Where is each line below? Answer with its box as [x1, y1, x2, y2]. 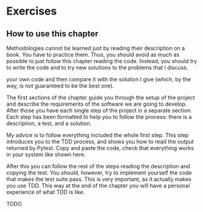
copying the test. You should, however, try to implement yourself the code [6, 169, 192, 176]
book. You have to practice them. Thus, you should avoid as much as [6, 51, 180, 58]
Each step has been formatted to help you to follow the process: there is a [6, 114, 192, 120]
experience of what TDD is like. [6, 188, 85, 196]
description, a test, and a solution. [6, 120, 92, 127]
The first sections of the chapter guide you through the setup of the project [6, 94, 195, 101]
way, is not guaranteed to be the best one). [6, 82, 115, 89]
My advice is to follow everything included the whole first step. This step [6, 132, 189, 138]
